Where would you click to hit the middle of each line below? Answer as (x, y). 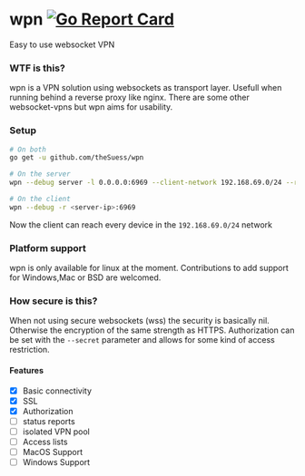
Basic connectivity (57, 391)
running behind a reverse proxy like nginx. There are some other (129, 97)
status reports (49, 421)
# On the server (40, 174)
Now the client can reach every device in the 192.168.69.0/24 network (141, 224)
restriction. (30, 350)
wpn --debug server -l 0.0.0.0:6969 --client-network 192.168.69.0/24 (146, 183)
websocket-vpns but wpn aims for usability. (91, 107)
